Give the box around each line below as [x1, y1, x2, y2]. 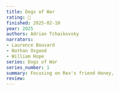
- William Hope [6, 53, 44, 59]
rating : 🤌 [6, 14, 31, 20]
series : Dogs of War [6, 59, 58, 65]
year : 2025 [6, 25, 34, 32]
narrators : [6, 37, 34, 43]
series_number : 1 [6, 64, 50, 71]
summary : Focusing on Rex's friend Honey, [6, 70, 114, 76]
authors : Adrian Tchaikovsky [6, 31, 79, 37]
